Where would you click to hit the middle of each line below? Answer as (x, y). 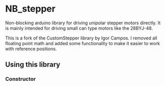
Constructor (21, 79)
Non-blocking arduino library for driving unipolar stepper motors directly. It (83, 23)
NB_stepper (30, 9)
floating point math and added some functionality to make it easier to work (83, 43)
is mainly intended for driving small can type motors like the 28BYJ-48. (79, 28)
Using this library (33, 64)
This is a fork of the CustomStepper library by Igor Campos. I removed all (81, 38)
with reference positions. (31, 49)
